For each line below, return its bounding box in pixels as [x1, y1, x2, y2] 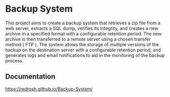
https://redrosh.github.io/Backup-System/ [5, 86, 93, 92]
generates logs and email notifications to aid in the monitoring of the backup [5, 52, 165, 58]
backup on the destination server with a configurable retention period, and [5, 47, 161, 53]
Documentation [5, 72, 56, 81]
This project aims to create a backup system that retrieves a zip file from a [5, 20, 161, 26]
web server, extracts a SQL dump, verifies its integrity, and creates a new [5, 25, 158, 31]
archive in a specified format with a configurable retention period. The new [5, 30, 162, 37]
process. [5, 57, 24, 63]
